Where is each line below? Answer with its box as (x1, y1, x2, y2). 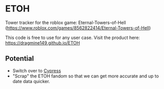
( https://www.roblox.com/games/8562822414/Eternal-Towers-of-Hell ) (5, 24, 151, 30)
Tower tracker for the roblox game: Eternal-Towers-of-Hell (5, 19, 126, 25)
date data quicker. (12, 78, 50, 84)
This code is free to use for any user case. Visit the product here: (5, 34, 140, 40)
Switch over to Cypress (12, 67, 61, 73)
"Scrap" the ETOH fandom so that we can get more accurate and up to (12, 73, 159, 79)
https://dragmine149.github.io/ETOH (5, 39, 80, 45)
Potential (5, 54, 34, 63)
